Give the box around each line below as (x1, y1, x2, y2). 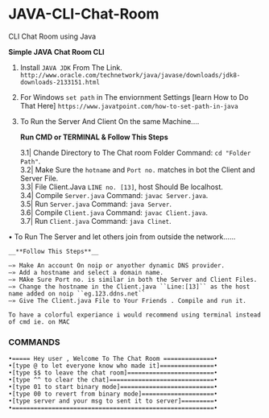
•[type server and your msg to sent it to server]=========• (8, 397, 218, 405)
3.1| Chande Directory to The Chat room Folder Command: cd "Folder (19, 147, 251, 157)
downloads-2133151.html (19, 78, 101, 86)
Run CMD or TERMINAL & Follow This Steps (19, 132, 169, 142)
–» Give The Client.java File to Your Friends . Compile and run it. (8, 296, 247, 304)
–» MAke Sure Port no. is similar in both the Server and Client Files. (8, 275, 258, 283)
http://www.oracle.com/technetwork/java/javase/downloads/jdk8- (19, 71, 241, 79)
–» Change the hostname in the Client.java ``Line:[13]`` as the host (8, 283, 250, 291)
